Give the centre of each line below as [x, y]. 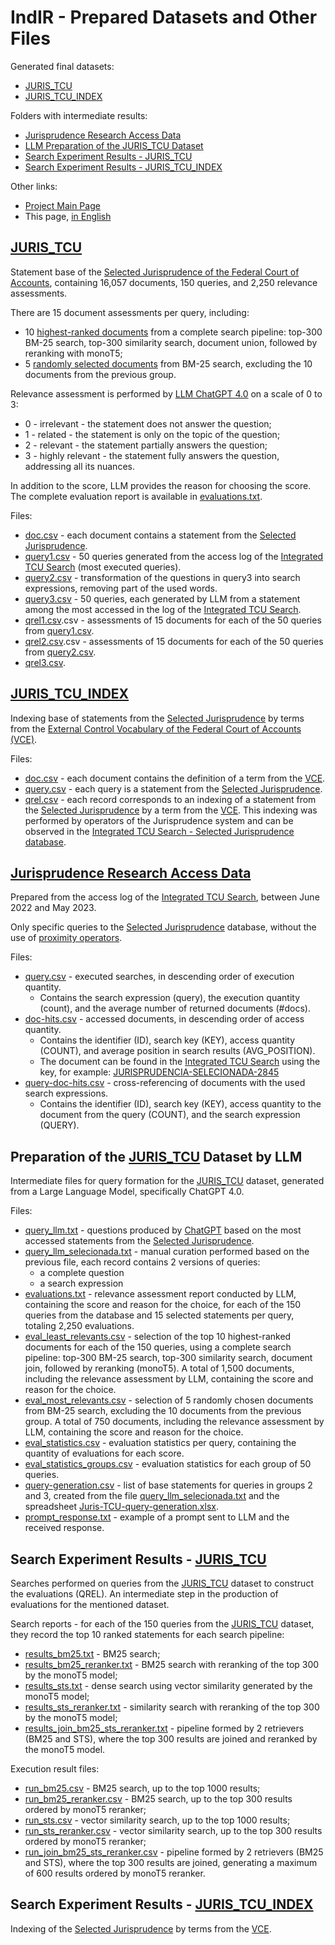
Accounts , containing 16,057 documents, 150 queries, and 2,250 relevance [164, 282]
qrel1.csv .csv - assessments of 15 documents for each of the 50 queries [173, 620]
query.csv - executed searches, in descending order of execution [159, 977]
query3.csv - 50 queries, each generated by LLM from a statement [162, 598]
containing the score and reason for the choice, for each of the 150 [163, 1305]
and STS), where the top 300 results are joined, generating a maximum [171, 1862]
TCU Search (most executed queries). [103, 567]
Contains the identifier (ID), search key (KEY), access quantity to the [180, 1104]
